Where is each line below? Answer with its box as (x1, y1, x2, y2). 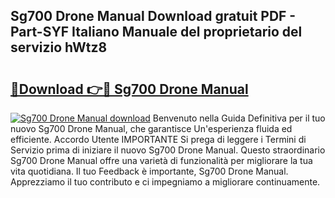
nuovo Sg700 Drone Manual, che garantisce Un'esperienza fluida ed (10, 123, 293, 134)
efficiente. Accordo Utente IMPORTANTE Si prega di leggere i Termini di (10, 134, 307, 145)
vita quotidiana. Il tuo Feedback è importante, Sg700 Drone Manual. (10, 165, 289, 177)
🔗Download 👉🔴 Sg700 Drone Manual (10, 80, 249, 98)
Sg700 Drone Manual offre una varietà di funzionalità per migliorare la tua (10, 155, 313, 166)
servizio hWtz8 (10, 39, 108, 56)
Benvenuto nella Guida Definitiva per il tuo (152, 112, 326, 124)
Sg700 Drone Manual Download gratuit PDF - (10, 8, 297, 25)
